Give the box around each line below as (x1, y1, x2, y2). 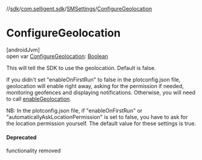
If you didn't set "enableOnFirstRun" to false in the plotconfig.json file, (6, 75, 181, 83)
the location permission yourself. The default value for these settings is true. (6, 120, 197, 127)
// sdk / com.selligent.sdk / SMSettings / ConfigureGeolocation (6, 5, 152, 12)
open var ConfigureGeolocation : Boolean (6, 53, 108, 60)
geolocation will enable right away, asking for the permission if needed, (6, 82, 184, 89)
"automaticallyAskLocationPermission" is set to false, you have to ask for (6, 113, 188, 120)
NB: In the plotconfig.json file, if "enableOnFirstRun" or (6, 107, 143, 114)
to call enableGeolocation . (6, 95, 71, 102)
